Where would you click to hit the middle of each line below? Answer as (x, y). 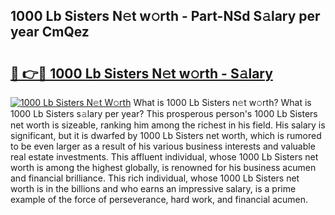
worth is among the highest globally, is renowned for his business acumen (163, 167)
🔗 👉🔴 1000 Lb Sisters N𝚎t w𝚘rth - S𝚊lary (141, 73)
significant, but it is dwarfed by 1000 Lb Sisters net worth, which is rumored (166, 135)
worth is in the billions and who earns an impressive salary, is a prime (153, 188)
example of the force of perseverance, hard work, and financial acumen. (159, 199)
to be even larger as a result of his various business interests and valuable (163, 146)
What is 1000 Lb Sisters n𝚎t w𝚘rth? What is (222, 102)
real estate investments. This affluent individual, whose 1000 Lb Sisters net (164, 157)
